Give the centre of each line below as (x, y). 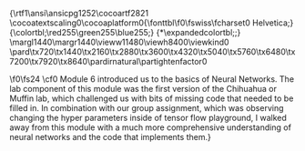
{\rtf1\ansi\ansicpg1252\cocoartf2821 (79, 13)
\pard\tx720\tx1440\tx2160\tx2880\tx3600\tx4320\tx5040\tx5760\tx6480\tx (152, 52)
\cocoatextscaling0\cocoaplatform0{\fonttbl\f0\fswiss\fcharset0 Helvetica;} (152, 23)
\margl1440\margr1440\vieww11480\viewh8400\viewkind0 (119, 42)
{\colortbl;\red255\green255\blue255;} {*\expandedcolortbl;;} (125, 32)
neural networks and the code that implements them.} (110, 137)
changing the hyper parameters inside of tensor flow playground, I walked (148, 118)
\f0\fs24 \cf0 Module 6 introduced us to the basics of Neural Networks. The (152, 79)
